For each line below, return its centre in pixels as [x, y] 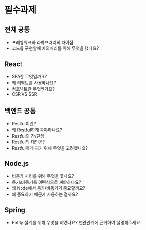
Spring [15, 210]
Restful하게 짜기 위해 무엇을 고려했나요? [50, 148]
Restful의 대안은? [28, 142]
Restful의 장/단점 [28, 136]
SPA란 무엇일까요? [29, 76]
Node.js [17, 164]
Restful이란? [24, 123]
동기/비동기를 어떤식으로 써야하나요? [46, 182]
